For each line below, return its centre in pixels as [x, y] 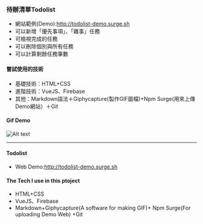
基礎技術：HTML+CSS [43, 83]
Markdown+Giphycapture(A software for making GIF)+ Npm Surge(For [103, 208]
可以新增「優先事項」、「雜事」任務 [57, 31]
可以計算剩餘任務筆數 [41, 54]
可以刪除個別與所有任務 [44, 46]
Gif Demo [18, 120]
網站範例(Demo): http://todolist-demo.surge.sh [72, 24]
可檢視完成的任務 [36, 39]
